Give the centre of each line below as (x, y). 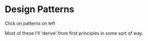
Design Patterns (40, 9)
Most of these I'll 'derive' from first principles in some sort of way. (74, 33)
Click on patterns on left (30, 23)
